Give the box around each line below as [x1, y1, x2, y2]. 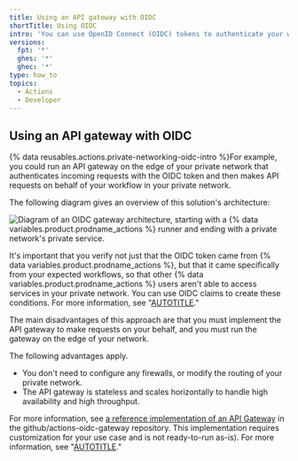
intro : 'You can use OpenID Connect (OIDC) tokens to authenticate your [9, 29, 284, 38]
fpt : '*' [17, 46, 50, 55]
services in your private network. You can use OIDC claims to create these [9, 288, 281, 299]
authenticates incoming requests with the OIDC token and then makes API [9, 170, 279, 182]
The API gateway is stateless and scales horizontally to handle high [21, 387, 269, 397]
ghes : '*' [17, 54, 53, 63]
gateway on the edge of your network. [9, 333, 149, 344]
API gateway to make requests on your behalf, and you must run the [9, 324, 257, 335]
